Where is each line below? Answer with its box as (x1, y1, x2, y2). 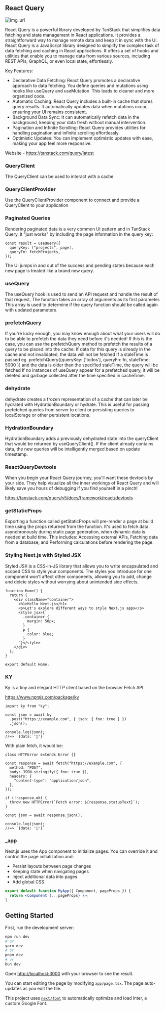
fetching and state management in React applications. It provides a (5, 32, 141, 38)
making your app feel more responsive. (12, 140, 92, 146)
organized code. (12, 93, 46, 99)
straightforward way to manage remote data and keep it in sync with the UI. (5, 37, 158, 43)
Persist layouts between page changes (12, 863, 91, 869)
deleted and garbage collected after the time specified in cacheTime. (5, 373, 145, 379)
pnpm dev (5, 953, 23, 958)
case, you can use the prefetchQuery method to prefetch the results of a (5, 341, 153, 347)
